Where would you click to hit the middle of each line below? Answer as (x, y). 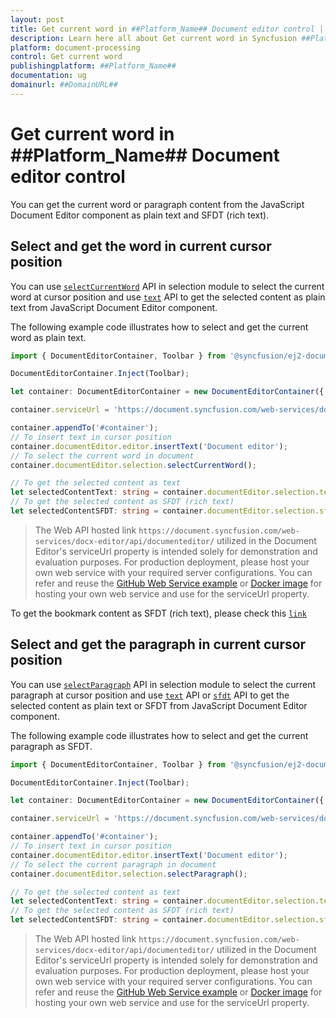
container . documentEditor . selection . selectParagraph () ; (129, 874)
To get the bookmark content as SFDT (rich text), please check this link (158, 613)
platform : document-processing (75, 47)
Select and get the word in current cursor (141, 246)
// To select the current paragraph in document (113, 864)
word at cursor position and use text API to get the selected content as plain (168, 297)
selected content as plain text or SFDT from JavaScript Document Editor (159, 705)
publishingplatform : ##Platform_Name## (93, 66)
